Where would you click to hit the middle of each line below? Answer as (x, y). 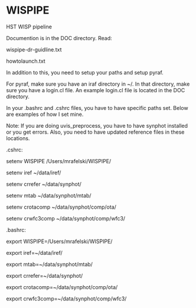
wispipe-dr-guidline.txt (34, 49)
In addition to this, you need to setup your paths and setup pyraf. (85, 72)
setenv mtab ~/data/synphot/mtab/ (49, 195)
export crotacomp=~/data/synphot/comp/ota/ (62, 287)
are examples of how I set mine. (45, 114)
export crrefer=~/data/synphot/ (45, 275)
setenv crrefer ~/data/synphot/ (44, 184)
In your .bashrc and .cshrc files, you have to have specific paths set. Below (97, 108)
